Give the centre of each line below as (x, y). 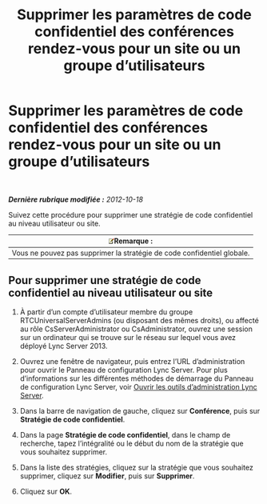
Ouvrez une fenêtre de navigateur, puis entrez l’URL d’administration (132, 361)
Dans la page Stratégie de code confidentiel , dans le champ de (125, 435)
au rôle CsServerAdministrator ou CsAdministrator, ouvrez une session (136, 329)
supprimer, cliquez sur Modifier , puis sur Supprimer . (107, 476)
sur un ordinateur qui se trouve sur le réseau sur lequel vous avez (128, 337)
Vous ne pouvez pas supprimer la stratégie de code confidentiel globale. (131, 253)
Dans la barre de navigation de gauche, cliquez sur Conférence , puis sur (140, 411)
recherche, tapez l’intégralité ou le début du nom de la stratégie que (132, 443)
